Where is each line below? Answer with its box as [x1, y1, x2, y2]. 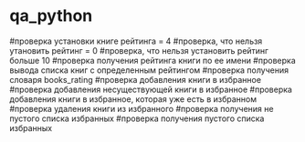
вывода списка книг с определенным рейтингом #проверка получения [9, 65, 289, 76]
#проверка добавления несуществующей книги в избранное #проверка [9, 84, 292, 95]
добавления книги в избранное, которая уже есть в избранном [9, 93, 258, 105]
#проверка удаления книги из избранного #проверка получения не [9, 103, 274, 114]
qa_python [9, 5, 93, 26]
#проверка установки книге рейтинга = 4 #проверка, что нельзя [9, 35, 263, 46]
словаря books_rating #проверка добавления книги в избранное [9, 74, 262, 85]
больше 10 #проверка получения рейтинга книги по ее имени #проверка [9, 55, 297, 66]
